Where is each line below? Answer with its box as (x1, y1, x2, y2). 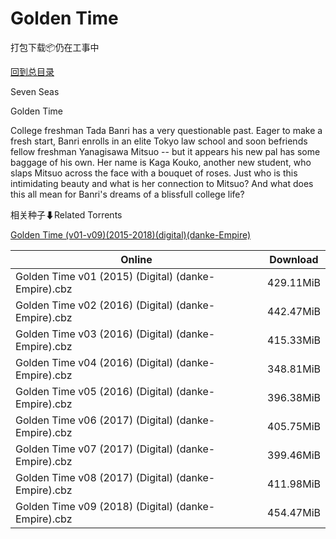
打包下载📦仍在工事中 (10, 41, 100, 53)
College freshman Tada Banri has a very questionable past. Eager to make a (10, 124, 323, 136)
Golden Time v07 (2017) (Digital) (15, 442, 174, 456)
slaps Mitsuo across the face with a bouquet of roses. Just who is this (10, 167, 298, 179)
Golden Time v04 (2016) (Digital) (15, 355, 174, 369)
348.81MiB (267, 362, 321, 376)
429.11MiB (267, 275, 321, 289)
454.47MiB (267, 505, 321, 519)
